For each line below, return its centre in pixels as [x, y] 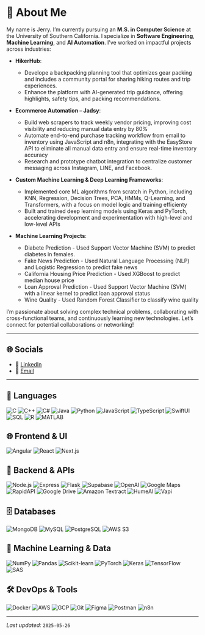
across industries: [29, 49]
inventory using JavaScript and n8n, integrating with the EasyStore [108, 142]
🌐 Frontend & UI [37, 436]
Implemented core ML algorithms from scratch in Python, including [108, 191]
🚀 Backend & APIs [41, 470]
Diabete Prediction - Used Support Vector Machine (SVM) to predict [110, 248]
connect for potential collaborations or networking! [70, 324]
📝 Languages [31, 396]
